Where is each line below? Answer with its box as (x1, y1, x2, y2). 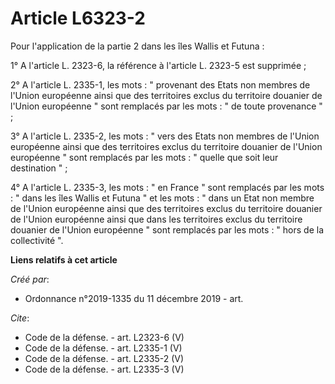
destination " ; (10, 162, 68, 174)
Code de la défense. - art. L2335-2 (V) (24, 352, 185, 364)
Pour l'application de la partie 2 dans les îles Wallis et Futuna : (10, 40, 265, 52)
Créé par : (10, 273, 50, 285)
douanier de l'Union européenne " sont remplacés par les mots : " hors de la (10, 223, 325, 236)
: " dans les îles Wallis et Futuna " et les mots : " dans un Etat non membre (10, 192, 315, 204)
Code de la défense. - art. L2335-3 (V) (24, 363, 185, 375)
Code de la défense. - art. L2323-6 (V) (24, 331, 185, 343)
